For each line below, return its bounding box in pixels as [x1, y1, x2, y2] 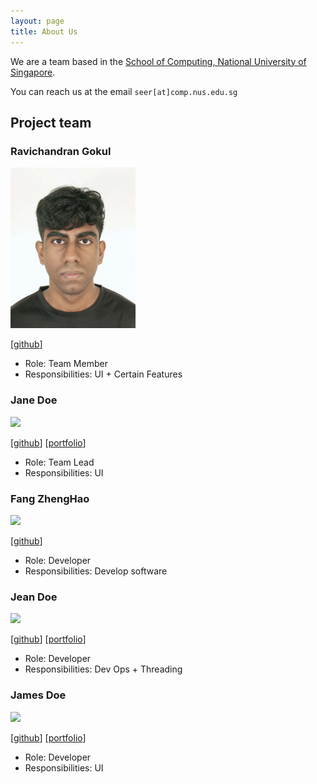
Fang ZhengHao [10, 491, 90, 505]
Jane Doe [10, 393, 58, 407]
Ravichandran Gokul [10, 144, 112, 158]
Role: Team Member [24, 358, 108, 370]
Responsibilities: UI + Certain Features [24, 368, 183, 380]
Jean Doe [10, 590, 58, 604]
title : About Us [10, 26, 78, 37]
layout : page [10, 16, 65, 26]
